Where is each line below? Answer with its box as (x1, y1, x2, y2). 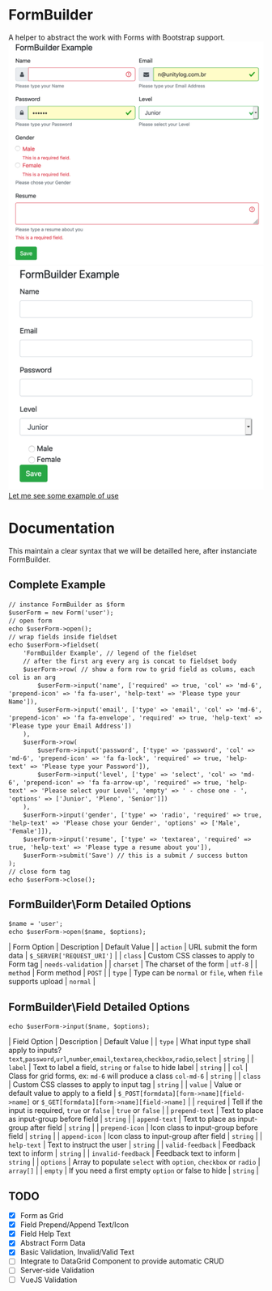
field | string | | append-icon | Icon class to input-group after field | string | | (8, 1132, 263, 1141)
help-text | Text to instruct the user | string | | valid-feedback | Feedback (8, 1140, 256, 1150)
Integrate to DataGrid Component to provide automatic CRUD (19, 1256, 224, 1266)
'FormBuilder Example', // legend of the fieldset (23, 649, 198, 657)
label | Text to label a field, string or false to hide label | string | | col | (8, 1063, 249, 1072)
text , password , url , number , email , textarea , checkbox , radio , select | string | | (8, 1054, 254, 1064)
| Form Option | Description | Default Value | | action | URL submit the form (8, 942, 257, 952)
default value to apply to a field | (8, 1089, 117, 1098)
